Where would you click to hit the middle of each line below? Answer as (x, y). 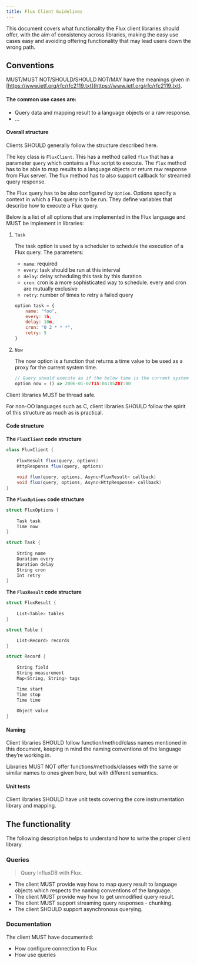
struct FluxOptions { (33, 510)
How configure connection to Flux (56, 948)
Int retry (29, 575)
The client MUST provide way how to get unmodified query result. (95, 896)
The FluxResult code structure (44, 592)
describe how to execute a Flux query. (52, 205)
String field (33, 668)
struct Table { (25, 630)
